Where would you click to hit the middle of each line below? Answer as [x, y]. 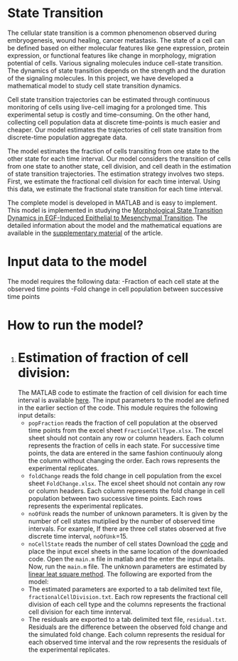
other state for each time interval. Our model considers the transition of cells [119, 159]
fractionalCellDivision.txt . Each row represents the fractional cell [128, 597]
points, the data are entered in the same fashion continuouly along [125, 453]
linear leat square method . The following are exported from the [120, 574]
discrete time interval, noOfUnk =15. [78, 536]
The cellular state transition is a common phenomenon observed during [112, 33]
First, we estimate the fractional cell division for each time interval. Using [114, 181]
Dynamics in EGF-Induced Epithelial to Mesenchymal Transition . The [108, 218]
